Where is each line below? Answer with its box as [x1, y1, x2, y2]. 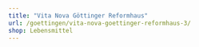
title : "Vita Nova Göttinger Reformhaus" [8, 11, 149, 20]
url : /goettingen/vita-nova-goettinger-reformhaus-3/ [8, 19, 192, 27]
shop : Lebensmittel [8, 26, 74, 34]
